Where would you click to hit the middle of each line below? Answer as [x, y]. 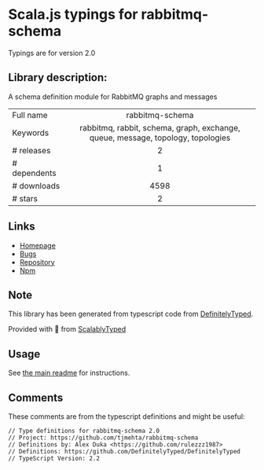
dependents [34, 173]
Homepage [38, 245]
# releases [31, 150]
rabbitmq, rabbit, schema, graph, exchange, [160, 127]
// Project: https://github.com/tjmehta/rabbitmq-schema [103, 438]
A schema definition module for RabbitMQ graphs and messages [113, 97]
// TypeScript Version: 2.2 [54, 458]
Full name [30, 115]
